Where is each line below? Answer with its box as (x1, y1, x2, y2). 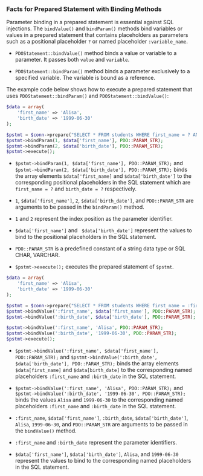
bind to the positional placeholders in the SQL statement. (14, 233, 157, 241)
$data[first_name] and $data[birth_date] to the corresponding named (14, 367, 192, 374)
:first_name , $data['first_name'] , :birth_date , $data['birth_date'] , (14, 414, 188, 422)
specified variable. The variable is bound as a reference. (14, 74, 156, 82)
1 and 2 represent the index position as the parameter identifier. (14, 215, 173, 223)
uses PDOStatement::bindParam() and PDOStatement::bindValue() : (6, 93, 169, 100)
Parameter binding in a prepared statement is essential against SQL (6, 19, 174, 26)
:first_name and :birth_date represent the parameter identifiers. (14, 439, 177, 446)
